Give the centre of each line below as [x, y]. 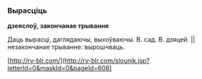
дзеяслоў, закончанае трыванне [58, 26]
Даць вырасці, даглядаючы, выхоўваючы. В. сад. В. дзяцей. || [101, 39]
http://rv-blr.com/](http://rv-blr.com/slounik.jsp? [80, 61]
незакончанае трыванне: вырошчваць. [66, 47]
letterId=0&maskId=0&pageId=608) [60, 68]
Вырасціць [27, 11]
